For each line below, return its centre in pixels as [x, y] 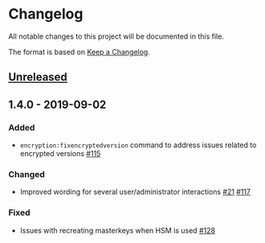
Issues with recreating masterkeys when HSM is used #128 [117, 230]
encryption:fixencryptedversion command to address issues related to [138, 145]
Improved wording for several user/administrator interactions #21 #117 [135, 192]
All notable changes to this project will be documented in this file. [116, 36]
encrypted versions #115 [60, 154]
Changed [27, 174]
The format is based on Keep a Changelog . [79, 51]
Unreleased [38, 77]
